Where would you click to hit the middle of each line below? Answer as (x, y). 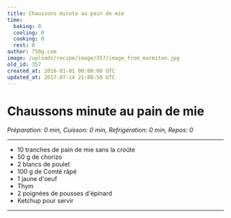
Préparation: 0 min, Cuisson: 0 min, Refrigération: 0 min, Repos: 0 (100, 130)
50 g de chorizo (40, 157)
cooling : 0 (29, 33)
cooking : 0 (29, 39)
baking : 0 (27, 26)
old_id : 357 (24, 64)
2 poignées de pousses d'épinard (64, 193)
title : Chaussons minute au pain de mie (66, 13)
